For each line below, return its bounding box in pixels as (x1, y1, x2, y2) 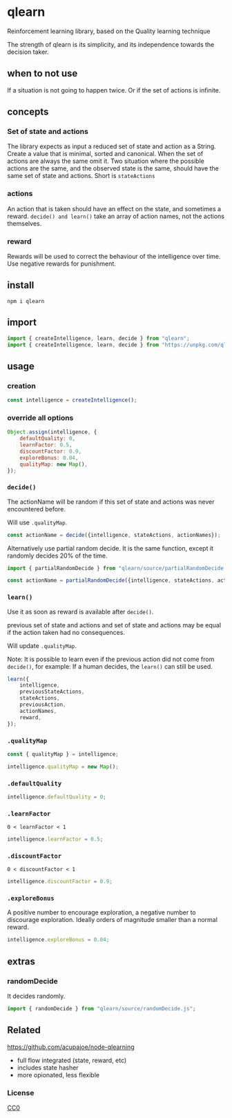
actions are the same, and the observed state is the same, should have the (7, 164, 219, 173)
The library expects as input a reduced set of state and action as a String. (7, 142, 216, 150)
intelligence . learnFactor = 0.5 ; (7, 836, 104, 843)
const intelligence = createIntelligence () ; (7, 397, 137, 404)
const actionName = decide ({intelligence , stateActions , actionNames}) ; (7, 531, 221, 538)
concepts (7, 106, 49, 118)
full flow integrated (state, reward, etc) (17, 1056, 127, 1064)
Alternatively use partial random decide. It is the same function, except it (7, 544, 214, 552)
